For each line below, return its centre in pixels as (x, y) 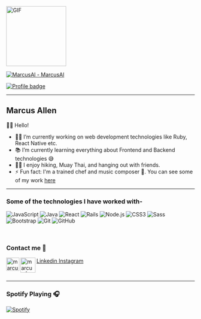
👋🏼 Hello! (18, 125)
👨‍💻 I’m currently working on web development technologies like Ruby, (101, 137)
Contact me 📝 (26, 248)
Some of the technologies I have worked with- (74, 201)
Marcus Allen (31, 111)
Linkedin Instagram (60, 261)
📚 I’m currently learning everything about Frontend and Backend (95, 150)
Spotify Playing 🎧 (33, 294)
